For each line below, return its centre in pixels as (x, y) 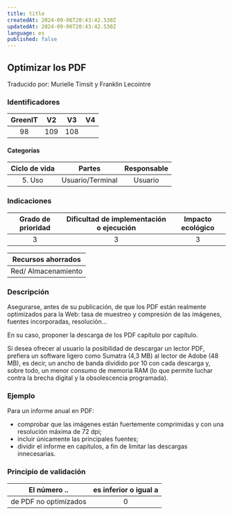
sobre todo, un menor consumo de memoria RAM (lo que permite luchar (110, 371)
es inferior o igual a (126, 489)
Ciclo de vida (33, 168)
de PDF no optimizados (49, 501)
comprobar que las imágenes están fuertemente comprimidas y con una (120, 424)
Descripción (28, 292)
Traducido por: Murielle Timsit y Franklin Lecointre (79, 84)
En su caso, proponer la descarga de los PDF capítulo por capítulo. (103, 335)
